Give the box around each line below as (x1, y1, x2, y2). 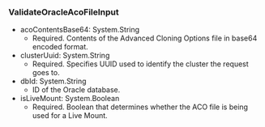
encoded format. (32, 42, 89, 52)
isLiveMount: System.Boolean (19, 94, 120, 104)
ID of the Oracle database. (32, 85, 121, 95)
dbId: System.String (19, 76, 87, 87)
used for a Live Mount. (32, 111, 108, 121)
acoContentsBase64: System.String (19, 25, 140, 35)
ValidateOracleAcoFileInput (8, 6, 119, 18)
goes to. (32, 68, 60, 78)
